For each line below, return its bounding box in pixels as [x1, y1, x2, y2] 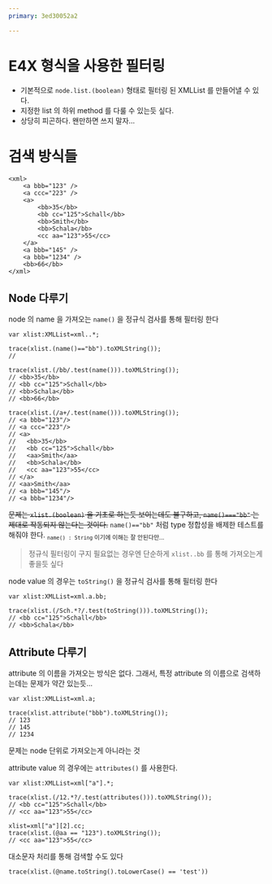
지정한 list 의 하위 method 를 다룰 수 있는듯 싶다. [19, 105, 175, 115]
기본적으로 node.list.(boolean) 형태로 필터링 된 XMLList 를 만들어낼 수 [19, 85, 251, 94]
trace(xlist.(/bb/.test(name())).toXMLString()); [8, 366, 180, 374]
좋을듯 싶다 [28, 559, 64, 569]
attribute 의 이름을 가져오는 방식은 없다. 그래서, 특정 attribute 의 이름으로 [8, 668, 240, 678]
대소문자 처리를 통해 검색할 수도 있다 [8, 851, 123, 861]
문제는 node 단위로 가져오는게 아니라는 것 [8, 746, 140, 755]
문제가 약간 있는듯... [29, 678, 93, 688]
